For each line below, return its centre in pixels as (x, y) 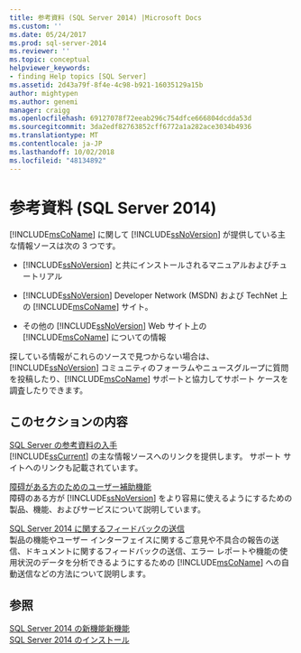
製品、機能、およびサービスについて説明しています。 (107, 509)
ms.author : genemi (44, 102)
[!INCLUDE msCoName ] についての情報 (94, 337)
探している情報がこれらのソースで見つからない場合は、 (112, 357)
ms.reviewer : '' (40, 51)
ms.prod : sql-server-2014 (58, 43)
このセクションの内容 (68, 421)
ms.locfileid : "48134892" (58, 160)
